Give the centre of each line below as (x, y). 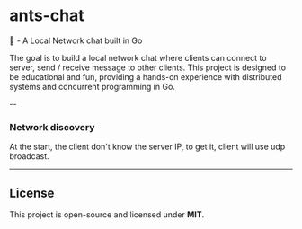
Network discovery (52, 127)
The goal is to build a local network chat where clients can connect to (138, 57)
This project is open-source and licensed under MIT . (107, 215)
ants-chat (47, 16)
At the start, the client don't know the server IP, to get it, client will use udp (147, 147)
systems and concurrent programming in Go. (92, 86)
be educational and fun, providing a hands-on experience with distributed (146, 76)
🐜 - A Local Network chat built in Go (76, 40)
